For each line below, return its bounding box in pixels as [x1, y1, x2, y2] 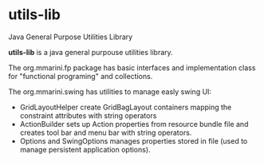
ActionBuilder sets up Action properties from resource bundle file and [19, 119, 249, 128]
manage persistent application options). [19, 144, 151, 154]
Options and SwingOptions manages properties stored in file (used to [19, 136, 248, 145]
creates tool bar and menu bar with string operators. [19, 128, 192, 137]
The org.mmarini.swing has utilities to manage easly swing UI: [8, 86, 212, 97]
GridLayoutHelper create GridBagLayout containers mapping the [19, 102, 232, 112]
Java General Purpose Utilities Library [8, 32, 133, 41]
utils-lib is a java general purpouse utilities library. [8, 47, 173, 57]
